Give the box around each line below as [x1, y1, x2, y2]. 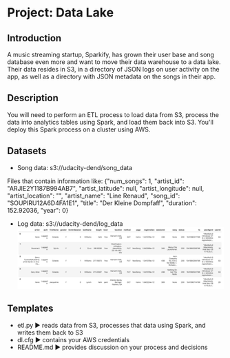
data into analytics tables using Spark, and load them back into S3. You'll [7, 118, 213, 126]
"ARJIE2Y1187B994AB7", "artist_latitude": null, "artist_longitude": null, [7, 184, 205, 192]
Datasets [7, 145, 47, 157]
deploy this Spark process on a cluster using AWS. [7, 125, 151, 134]
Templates [7, 303, 54, 315]
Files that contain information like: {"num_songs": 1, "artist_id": [7, 177, 185, 185]
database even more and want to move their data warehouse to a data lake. [7, 58, 221, 66]
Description [7, 92, 59, 104]
